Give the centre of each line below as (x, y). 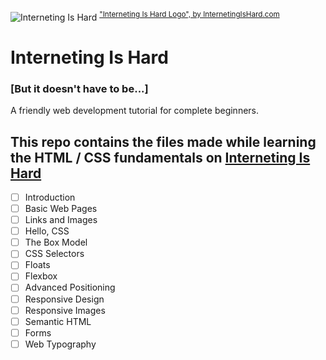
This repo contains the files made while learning (163, 141)
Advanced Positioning (70, 287)
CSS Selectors (54, 254)
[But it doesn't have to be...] (79, 88)
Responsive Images (65, 310)
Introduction (50, 197)
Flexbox (41, 276)
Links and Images (61, 220)
